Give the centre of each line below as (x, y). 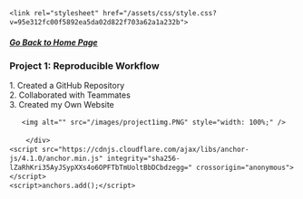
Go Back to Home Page (54, 42)
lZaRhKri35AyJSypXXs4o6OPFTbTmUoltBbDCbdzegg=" (101, 168)
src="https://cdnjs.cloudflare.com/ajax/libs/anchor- (146, 150)
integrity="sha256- (143, 159)
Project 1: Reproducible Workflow (85, 65)
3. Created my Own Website (62, 105)
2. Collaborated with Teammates (70, 95)
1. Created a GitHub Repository (67, 86)
